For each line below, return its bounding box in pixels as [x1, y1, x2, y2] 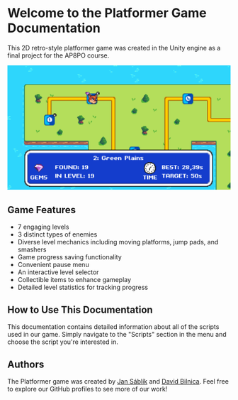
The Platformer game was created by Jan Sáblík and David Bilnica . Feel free [7, 377, 229, 385]
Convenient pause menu [17, 261, 90, 269]
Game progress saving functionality [17, 253, 122, 261]
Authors [7, 358, 45, 370]
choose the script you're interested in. [7, 337, 119, 346]
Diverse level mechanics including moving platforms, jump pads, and [17, 238, 219, 247]
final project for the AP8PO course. [7, 51, 110, 60]
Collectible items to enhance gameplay [17, 276, 132, 284]
